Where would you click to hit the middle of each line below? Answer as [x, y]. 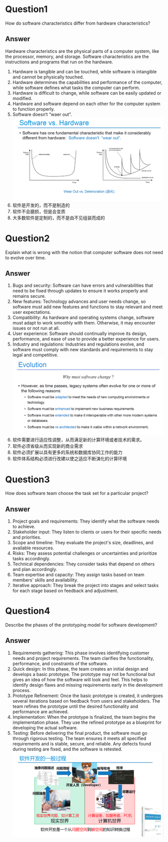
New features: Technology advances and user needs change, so [79, 302]
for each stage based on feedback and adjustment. [65, 591]
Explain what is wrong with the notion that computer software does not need [84, 252]
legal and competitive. [35, 355]
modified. [22, 98]
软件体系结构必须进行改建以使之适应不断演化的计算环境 [69, 459]
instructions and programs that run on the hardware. [59, 62]
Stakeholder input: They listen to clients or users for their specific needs [87, 532]
